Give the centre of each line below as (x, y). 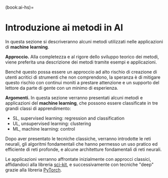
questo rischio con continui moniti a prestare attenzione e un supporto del (82, 82)
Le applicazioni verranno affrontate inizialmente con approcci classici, (78, 159)
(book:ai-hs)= (19, 7)
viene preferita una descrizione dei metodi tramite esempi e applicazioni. (81, 62)
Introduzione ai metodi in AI (64, 28)
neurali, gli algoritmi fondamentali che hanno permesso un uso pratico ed (81, 144)
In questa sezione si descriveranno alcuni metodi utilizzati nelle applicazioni (84, 41)
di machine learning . (27, 47)
